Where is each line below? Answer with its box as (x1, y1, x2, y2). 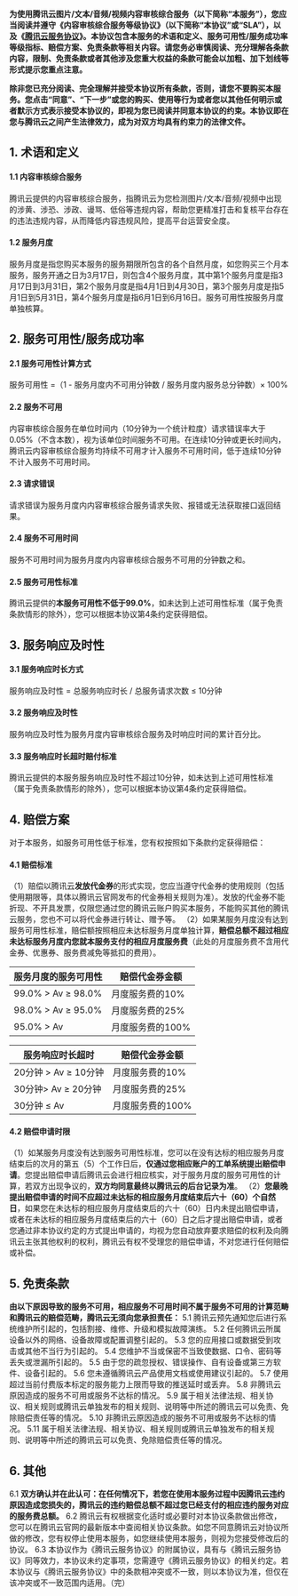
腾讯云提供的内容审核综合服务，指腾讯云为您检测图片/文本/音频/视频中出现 (9, 193, 282, 204)
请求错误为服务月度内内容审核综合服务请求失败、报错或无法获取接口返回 (9, 500, 273, 510)
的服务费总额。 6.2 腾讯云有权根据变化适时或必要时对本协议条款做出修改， (9, 1511, 282, 1521)
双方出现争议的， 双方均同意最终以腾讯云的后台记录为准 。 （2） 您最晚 (32, 1181, 288, 1191)
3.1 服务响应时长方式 (9, 664, 84, 675)
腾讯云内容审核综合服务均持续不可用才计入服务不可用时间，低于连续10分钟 (9, 445, 282, 456)
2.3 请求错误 (9, 478, 55, 489)
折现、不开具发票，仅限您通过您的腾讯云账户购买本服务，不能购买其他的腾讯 (9, 902, 289, 914)
